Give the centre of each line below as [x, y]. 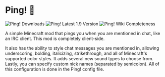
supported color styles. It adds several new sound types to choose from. [79, 58]
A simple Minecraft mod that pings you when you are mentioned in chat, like [83, 33]
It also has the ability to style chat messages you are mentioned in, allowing [82, 48]
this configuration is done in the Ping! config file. [55, 69]
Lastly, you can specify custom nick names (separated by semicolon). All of [82, 64]
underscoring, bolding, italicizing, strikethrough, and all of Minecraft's [76, 53]
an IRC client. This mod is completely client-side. [55, 38]
